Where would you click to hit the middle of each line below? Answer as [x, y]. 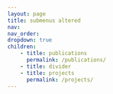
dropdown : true [30, 40]
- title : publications [54, 54]
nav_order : [23, 34]
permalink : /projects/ [60, 80]
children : [22, 47]
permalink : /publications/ [66, 60]
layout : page [27, 14]
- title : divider [46, 66]
